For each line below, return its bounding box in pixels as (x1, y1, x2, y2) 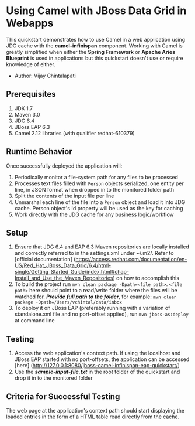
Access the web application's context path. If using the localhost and (14, 350, 181, 357)
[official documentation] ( (14, 256, 76, 263)
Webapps (6, 16, 54, 30)
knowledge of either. (6, 60, 55, 68)
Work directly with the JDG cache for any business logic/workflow (14, 211, 174, 218)
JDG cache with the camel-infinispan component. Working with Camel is (6, 42, 183, 49)
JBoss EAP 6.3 (14, 123, 50, 130)
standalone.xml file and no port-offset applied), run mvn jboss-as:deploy (14, 311, 189, 318)
